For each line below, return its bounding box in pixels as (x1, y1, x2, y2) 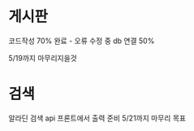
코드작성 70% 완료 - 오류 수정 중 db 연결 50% (8, 36, 155, 46)
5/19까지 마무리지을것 (8, 53, 77, 63)
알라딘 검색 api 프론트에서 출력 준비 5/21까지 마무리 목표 (8, 113, 187, 123)
